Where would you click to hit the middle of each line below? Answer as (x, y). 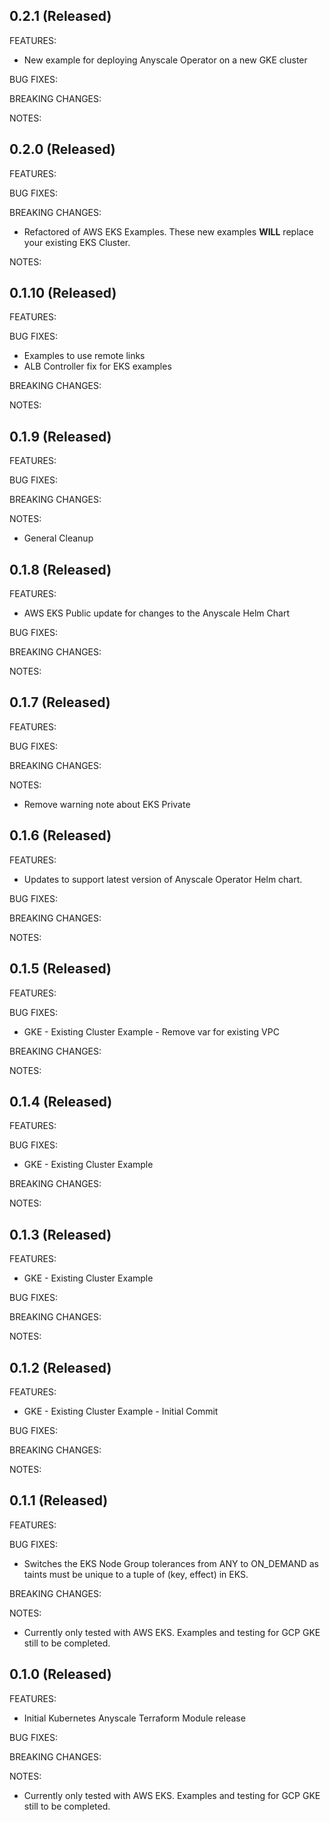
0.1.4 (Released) (61, 1101)
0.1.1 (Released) (59, 1500)
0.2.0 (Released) (62, 149)
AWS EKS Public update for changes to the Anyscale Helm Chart (156, 613)
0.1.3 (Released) (60, 1234)
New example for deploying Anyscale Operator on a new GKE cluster (165, 60)
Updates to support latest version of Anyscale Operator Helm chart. (163, 879)
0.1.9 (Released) (60, 436)
